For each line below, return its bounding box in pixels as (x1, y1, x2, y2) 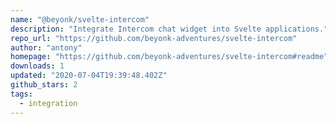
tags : (10, 89, 33, 99)
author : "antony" (10, 42, 83, 53)
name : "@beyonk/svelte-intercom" (10, 14, 150, 25)
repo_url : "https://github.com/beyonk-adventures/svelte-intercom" (10, 33, 298, 43)
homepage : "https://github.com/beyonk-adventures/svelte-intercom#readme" (10, 52, 329, 62)
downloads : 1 (10, 61, 65, 71)
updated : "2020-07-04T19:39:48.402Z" (10, 71, 168, 81)
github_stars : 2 (10, 80, 78, 90)
